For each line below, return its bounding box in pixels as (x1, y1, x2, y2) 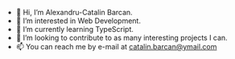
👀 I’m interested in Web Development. (15, 16, 141, 26)
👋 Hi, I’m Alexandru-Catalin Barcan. (15, 8, 133, 17)
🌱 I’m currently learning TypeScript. (15, 25, 134, 33)
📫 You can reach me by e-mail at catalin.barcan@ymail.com (15, 42, 217, 51)
